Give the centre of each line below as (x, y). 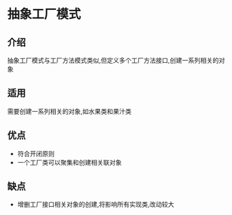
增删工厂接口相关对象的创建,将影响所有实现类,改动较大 (96, 205)
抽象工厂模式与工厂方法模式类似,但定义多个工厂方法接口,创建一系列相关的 (113, 60)
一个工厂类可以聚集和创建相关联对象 (70, 162)
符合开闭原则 (36, 154)
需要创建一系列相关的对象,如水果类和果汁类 (70, 111)
